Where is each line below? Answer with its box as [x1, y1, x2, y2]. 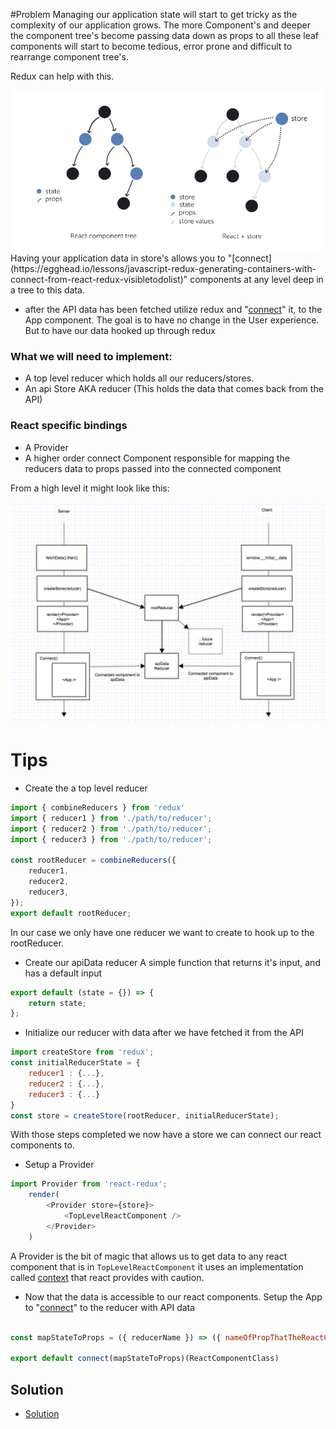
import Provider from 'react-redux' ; [10, 1179, 168, 1189]
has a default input [24, 967, 103, 979]
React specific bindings [10, 419, 128, 433]
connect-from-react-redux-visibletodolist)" [10, 274, 188, 286]
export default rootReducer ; [10, 908, 132, 918]
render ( [28, 1190, 60, 1200]
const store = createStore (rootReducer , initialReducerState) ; [10, 1110, 280, 1121]
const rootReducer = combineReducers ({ [10, 855, 177, 866]
